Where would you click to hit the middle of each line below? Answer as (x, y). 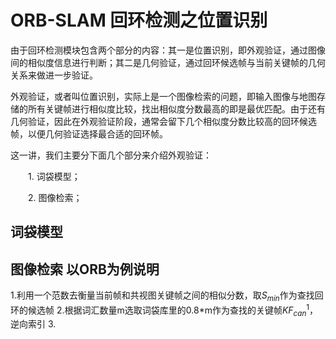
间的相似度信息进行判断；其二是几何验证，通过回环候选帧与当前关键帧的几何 (168, 62)
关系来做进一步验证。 (54, 75)
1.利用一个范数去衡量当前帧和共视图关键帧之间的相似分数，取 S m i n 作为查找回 (167, 296)
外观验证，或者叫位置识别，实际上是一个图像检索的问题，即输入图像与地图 (163, 96)
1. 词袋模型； (54, 176)
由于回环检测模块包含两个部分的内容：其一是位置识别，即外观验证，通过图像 (168, 50)
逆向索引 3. (33, 324)
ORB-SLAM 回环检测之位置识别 (139, 20)
